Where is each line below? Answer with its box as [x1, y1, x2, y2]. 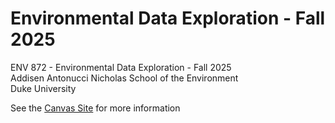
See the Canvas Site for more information [10, 102, 181, 114]
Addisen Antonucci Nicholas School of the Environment [10, 72, 239, 84]
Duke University [10, 82, 77, 94]
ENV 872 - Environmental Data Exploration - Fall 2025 [10, 61, 232, 73]
